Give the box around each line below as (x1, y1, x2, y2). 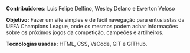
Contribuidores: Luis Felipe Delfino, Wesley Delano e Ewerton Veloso (6, 5, 175, 12)
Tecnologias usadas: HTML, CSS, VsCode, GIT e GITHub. (6, 41, 148, 47)
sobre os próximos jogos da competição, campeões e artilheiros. (6, 29, 164, 36)
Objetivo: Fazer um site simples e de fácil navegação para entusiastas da (6, 16, 185, 23)
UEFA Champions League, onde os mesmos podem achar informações (6, 23, 178, 29)
